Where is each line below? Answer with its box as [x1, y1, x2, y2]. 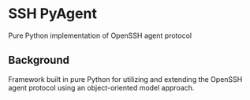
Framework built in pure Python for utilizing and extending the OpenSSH [8, 74, 243, 83]
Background [8, 54, 69, 67]
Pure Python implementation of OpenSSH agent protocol [8, 31, 192, 40]
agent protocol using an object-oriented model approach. [8, 83, 195, 92]
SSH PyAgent [8, 5, 97, 23]
